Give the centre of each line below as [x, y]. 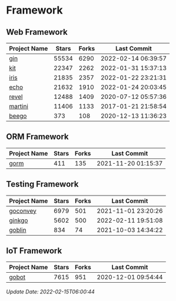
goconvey [23, 211]
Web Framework [37, 32]
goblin [18, 230]
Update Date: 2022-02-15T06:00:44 [51, 292]
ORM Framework [37, 137]
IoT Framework [34, 251]
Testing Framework [42, 184]
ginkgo [19, 220]
